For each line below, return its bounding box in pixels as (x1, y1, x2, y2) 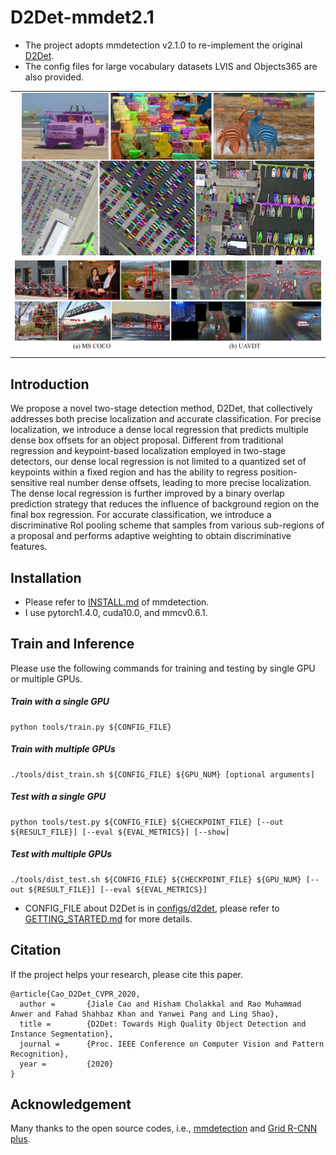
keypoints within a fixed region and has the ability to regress (10, 466, 258, 478)
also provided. (24, 71, 85, 83)
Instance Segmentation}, (10, 1029, 114, 1039)
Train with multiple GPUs (10, 743, 116, 755)
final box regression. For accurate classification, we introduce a (10, 509, 272, 521)
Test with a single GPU (10, 791, 107, 803)
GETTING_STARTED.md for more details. (24, 912, 193, 925)
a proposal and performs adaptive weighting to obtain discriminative (10, 530, 292, 542)
